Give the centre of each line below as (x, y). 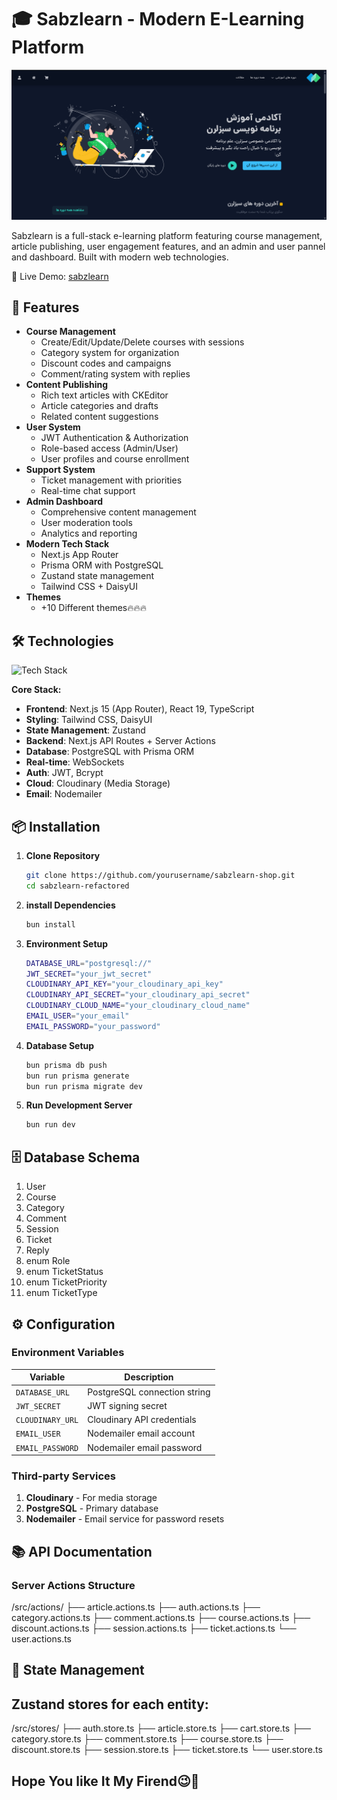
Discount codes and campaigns (106, 363)
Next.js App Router (79, 555)
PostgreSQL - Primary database (92, 1508)
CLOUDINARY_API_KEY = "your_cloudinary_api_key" (124, 984)
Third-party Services (63, 1476)
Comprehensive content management (118, 512)
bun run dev (50, 1125)
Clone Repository (63, 856)
